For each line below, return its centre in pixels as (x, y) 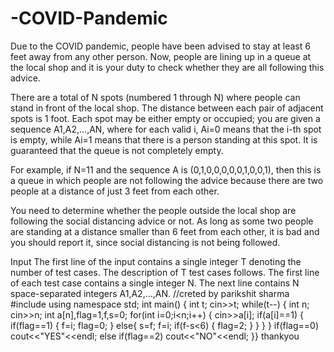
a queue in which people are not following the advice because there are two (167, 180)
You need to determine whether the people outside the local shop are (153, 210)
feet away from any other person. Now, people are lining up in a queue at (161, 56)
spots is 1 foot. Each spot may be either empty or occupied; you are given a (165, 118)
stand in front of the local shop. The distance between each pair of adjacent (167, 108)
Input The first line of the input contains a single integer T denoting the (156, 261)
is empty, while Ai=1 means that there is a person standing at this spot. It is (164, 139)
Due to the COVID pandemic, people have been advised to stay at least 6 (160, 46)
